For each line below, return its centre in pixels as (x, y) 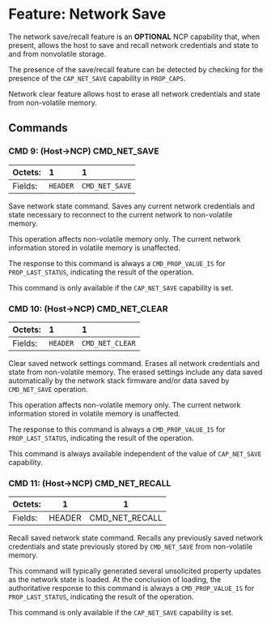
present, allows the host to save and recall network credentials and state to (133, 45)
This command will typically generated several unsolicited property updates (135, 571)
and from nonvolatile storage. (57, 54)
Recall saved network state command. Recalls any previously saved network (136, 538)
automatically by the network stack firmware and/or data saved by (119, 380)
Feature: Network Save (87, 14)
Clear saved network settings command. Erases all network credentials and (134, 363)
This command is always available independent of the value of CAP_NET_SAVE (135, 453)
